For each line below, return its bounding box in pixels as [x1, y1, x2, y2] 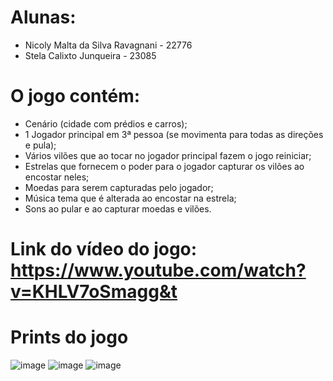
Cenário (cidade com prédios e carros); [24, 117, 188, 130]
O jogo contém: [10, 85, 141, 108]
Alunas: [10, 6, 77, 29]
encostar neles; [24, 171, 90, 183]
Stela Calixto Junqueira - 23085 [24, 49, 157, 61]
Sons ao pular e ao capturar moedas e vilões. [24, 202, 212, 215]
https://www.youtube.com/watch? [10, 259, 307, 282]
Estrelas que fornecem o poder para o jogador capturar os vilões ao [24, 160, 305, 172]
